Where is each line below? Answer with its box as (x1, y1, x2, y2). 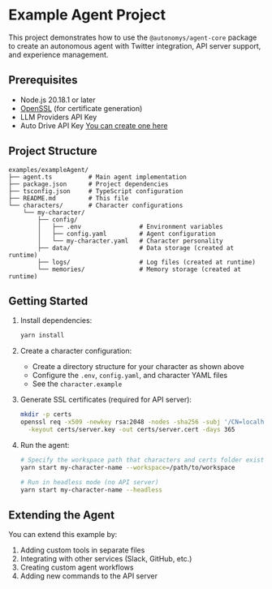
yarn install (19, 331, 65, 340)
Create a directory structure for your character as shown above (32, 362, 245, 372)
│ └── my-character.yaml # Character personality (37, 237, 223, 245)
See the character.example (32, 379, 123, 389)
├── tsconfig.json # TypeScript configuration (8, 187, 183, 196)
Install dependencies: (19, 316, 93, 325)
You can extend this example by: (8, 530, 118, 540)
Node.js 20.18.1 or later (19, 95, 96, 105)
